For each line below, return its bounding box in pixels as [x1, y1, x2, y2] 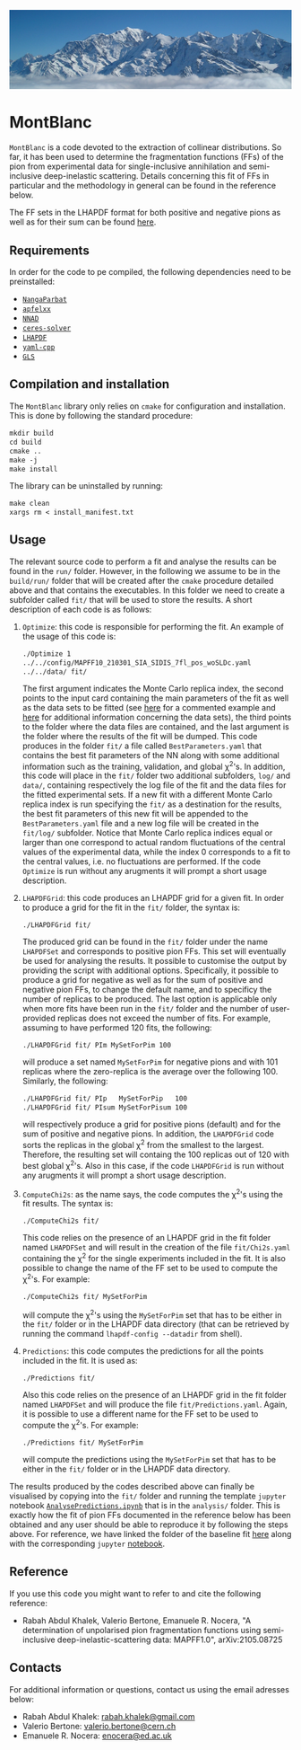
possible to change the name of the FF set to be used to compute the [21, 1262, 278, 1273]
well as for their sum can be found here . [9, 217, 157, 227]
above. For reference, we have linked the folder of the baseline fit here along [9, 1528, 292, 1539]
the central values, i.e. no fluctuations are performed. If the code [21, 856, 262, 867]
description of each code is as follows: [9, 604, 152, 614]
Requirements [9, 243, 90, 258]
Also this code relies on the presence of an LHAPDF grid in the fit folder [21, 1390, 287, 1401]
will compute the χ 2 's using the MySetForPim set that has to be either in [21, 1308, 282, 1321]
